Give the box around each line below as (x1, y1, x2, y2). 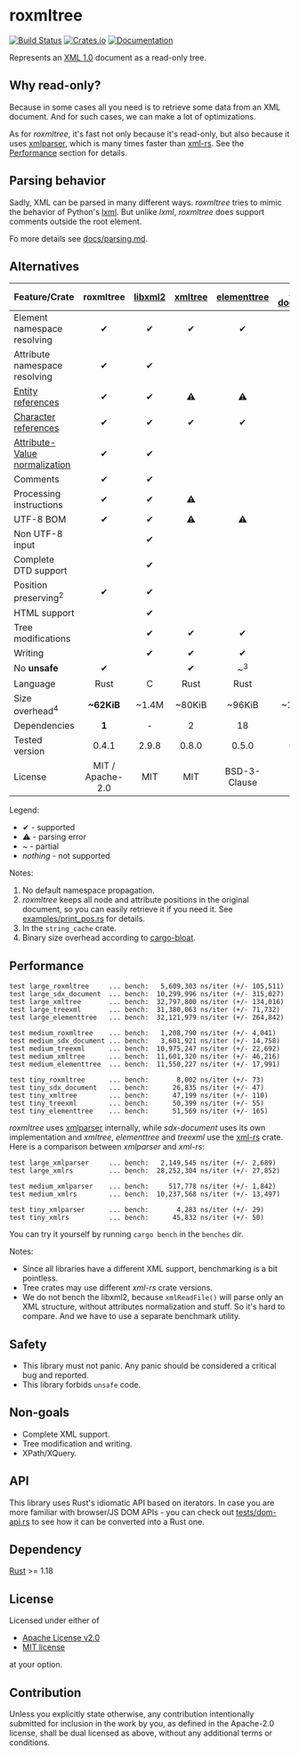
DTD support (13, 564, 68, 577)
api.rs (9, 1516, 30, 1527)
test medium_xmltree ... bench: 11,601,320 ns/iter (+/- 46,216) (9, 1052, 280, 1061)
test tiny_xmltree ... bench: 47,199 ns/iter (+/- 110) (9, 1092, 269, 1100)
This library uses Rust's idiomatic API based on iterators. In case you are (9, 1497, 275, 1508)
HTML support (13, 606, 75, 619)
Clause (228, 777, 258, 789)
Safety (9, 1337, 47, 1352)
